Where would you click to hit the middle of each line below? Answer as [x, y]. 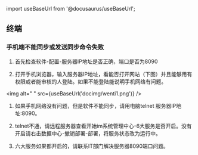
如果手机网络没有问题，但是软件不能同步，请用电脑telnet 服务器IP [95, 106]
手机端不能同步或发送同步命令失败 [55, 47]
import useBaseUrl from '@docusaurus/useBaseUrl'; [71, 9]
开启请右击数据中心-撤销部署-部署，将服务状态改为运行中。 [88, 133]
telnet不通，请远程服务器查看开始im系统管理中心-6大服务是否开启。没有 [103, 126]
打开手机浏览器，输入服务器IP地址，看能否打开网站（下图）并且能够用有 [103, 74]
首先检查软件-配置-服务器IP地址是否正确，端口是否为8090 [86, 61]
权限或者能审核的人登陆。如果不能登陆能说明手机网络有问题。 [91, 81]
